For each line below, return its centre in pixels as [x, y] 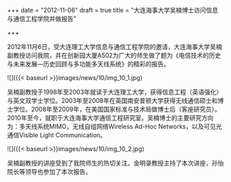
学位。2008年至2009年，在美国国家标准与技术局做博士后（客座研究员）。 [117, 109]
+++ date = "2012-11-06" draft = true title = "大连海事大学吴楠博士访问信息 [113, 10]
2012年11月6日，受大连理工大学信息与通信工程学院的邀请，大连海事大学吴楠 [114, 47]
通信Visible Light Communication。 [57, 135]
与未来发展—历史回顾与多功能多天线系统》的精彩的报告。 [88, 64]
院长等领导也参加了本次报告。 [49, 172]
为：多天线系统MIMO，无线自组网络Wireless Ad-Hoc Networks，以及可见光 [114, 127]
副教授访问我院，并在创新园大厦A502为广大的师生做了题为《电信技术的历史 [114, 55]
